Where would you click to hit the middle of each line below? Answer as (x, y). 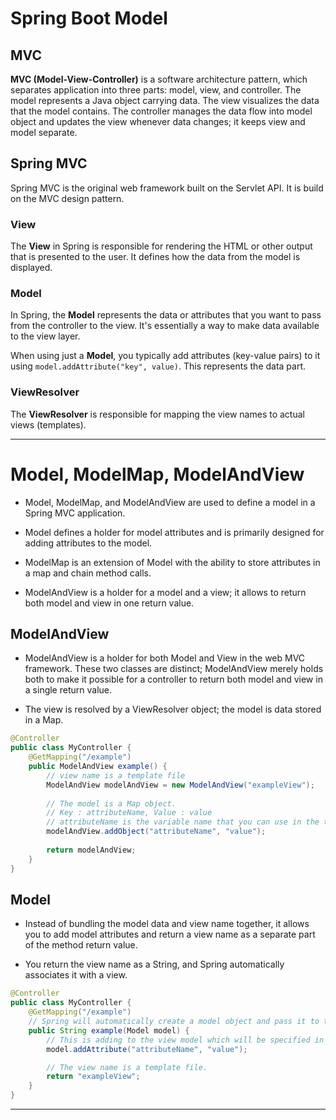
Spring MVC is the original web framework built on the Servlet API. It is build (167, 188)
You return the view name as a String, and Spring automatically (154, 964)
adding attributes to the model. (88, 543)
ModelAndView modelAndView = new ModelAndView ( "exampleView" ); (180, 785)
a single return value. (68, 690)
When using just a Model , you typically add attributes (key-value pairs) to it (165, 356)
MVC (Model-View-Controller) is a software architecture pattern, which (159, 79)
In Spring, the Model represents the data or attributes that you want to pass (166, 315)
